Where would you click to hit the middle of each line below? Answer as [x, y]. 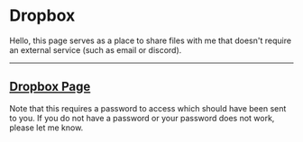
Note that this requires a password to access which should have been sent [148, 108]
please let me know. [46, 128]
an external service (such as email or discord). [96, 49]
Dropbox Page [50, 87]
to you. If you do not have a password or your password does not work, [142, 118]
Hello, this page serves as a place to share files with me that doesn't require [150, 40]
